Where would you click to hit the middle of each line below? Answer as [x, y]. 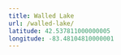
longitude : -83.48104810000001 [61, 38]
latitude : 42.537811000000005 [60, 31]
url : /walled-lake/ [41, 23]
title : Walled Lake [41, 16]
